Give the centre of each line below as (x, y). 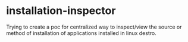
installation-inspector (61, 11)
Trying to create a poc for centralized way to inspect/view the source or (94, 27)
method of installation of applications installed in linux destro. (81, 33)
